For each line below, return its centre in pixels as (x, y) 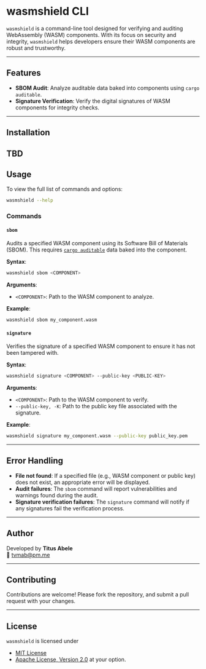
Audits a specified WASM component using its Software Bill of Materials (97, 243)
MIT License (31, 653)
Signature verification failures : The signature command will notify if (102, 502)
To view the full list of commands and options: (64, 189)
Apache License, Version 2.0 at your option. (71, 660)
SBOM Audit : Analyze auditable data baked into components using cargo (107, 88)
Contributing (31, 580)
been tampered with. (33, 353)
